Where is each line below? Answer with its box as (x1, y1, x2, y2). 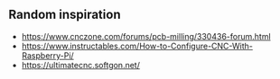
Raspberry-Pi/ (21, 49, 74, 61)
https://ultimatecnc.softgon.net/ (21, 59, 141, 70)
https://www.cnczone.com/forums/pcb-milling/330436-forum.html (21, 31, 272, 41)
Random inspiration (8, 7, 121, 22)
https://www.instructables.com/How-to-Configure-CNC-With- (21, 40, 254, 51)
